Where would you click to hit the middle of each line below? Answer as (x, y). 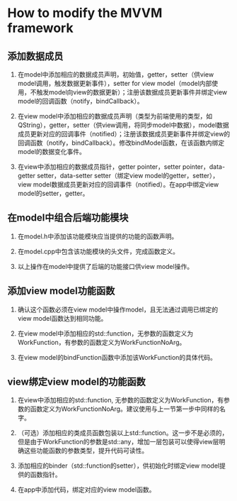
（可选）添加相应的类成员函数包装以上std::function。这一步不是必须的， (123, 433)
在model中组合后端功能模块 (68, 218)
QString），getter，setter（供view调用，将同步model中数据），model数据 (123, 125)
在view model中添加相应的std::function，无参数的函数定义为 (105, 333)
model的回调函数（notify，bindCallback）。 (80, 101)
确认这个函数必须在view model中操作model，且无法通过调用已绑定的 (117, 309)
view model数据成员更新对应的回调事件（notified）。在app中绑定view (118, 185)
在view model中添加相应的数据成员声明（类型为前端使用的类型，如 (115, 116)
